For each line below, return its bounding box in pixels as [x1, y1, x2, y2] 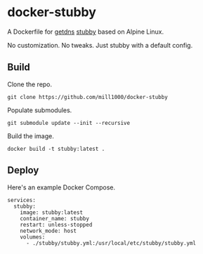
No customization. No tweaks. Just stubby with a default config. [7, 41, 193, 49]
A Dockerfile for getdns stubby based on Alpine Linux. [7, 27, 164, 36]
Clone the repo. [7, 80, 53, 88]
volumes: [20, 233, 46, 241]
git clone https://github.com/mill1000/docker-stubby [7, 93, 169, 100]
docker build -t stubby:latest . [7, 145, 105, 152]
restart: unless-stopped [20, 221, 93, 228]
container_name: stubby [20, 215, 90, 222]
